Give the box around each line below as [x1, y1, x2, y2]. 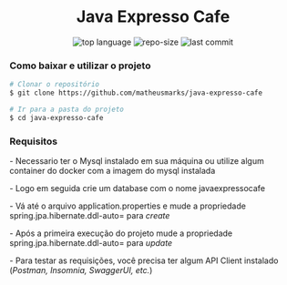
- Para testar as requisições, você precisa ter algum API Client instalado [9, 255, 279, 266]
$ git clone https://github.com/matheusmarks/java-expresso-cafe [9, 88, 262, 97]
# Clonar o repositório [9, 80, 100, 89]
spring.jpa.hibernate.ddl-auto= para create [9, 210, 170, 221]
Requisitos [9, 135, 57, 148]
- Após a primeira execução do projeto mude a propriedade [9, 228, 233, 239]
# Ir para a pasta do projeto [9, 105, 125, 114]
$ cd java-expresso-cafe [9, 113, 104, 122]
